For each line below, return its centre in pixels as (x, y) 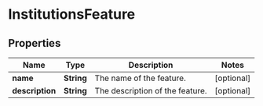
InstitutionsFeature (72, 14)
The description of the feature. (151, 91)
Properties (35, 43)
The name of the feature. (140, 78)
